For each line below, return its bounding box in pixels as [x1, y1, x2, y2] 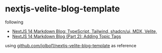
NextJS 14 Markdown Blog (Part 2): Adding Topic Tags [12, 33, 121, 39]
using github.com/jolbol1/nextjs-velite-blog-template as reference [5, 42, 137, 48]
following [5, 19, 23, 25]
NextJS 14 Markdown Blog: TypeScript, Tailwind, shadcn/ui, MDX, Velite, [12, 28, 157, 34]
